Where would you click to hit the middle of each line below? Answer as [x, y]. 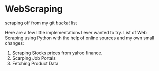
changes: [15, 43]
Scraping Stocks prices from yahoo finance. [57, 53]
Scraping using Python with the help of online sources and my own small [79, 38]
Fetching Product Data [35, 63]
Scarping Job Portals [34, 58]
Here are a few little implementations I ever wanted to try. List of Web [76, 32]
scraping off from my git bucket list [41, 23]
